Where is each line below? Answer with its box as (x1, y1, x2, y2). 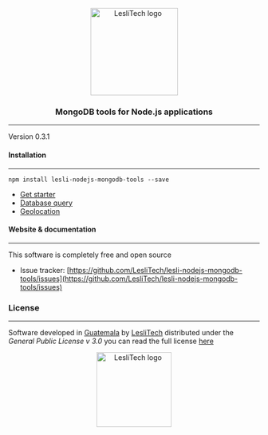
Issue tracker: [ (19, 265, 70, 275)
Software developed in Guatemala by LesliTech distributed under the (8, 328, 234, 337)
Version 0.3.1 (8, 132, 50, 141)
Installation (8, 150, 46, 160)
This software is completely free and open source (8, 250, 171, 259)
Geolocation (19, 206, 61, 216)
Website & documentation (8, 224, 97, 235)
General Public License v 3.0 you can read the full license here (8, 336, 214, 346)
